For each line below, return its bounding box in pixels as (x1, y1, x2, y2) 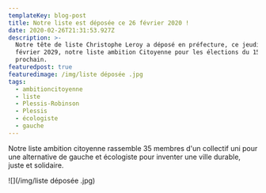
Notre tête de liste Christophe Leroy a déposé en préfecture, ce (15, 41, 239, 49)
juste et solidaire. (8, 160, 64, 170)
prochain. (15, 56, 47, 64)
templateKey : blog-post (8, 11, 87, 20)
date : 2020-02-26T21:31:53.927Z (8, 26, 115, 34)
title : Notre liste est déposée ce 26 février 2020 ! (8, 19, 190, 27)
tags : (8, 78, 26, 85)
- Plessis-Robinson (15, 100, 80, 108)
